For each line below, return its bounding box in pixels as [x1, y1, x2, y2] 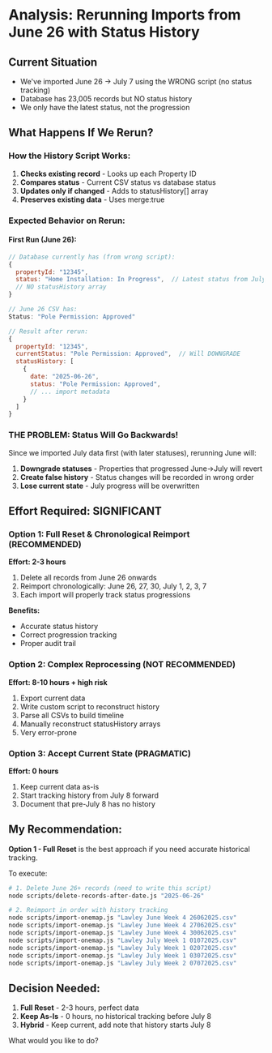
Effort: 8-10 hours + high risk [8, 677, 108, 687]
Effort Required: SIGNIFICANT [8, 504, 162, 518]
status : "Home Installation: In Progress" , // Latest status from [15, 276, 249, 284]
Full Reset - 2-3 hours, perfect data [19, 1003, 139, 1012]
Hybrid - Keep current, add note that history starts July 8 [19, 1020, 211, 1030]
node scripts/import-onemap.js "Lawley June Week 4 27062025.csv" [8, 922, 237, 930]
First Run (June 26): [8, 235, 77, 245]
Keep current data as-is [19, 781, 100, 791]
